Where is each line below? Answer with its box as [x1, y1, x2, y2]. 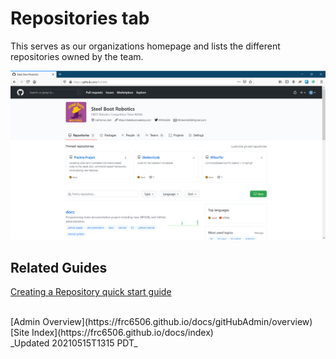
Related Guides [10, 259, 108, 276]
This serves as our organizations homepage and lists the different [10, 40, 281, 52]
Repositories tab [10, 7, 150, 30]
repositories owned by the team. [10, 50, 144, 62]
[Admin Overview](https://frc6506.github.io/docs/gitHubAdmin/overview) [10, 315, 313, 327]
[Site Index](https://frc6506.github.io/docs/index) [10, 326, 214, 338]
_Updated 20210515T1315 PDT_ [10, 337, 138, 349]
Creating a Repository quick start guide [10, 285, 172, 297]
